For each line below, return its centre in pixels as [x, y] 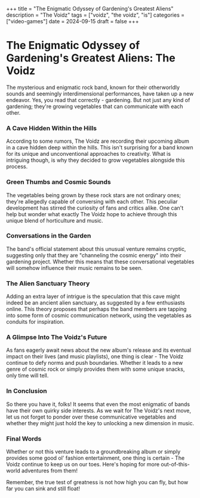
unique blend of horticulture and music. [55, 220]
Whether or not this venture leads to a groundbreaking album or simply [93, 452]
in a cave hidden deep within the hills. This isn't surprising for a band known [100, 147]
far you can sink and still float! [43, 488]
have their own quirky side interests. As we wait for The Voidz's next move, [99, 410]
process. [17, 167]
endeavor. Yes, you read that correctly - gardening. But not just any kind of [98, 100]
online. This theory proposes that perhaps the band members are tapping [96, 309]
